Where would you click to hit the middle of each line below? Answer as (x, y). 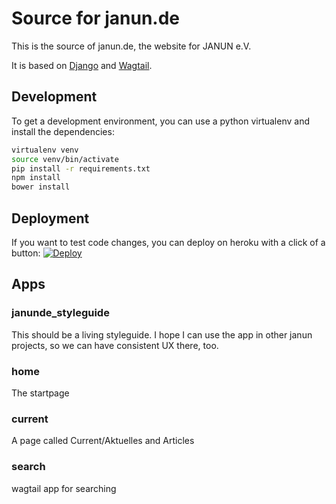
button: (26, 253)
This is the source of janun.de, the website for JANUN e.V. (131, 46)
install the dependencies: (63, 131)
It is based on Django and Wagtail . (82, 65)
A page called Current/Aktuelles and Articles (103, 441)
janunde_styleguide (60, 313)
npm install (36, 178)
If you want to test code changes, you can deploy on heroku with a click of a (168, 242)
